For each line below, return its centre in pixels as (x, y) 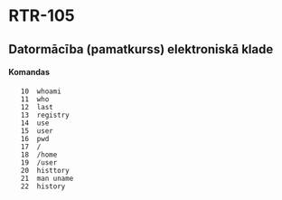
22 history (43, 186)
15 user (37, 131)
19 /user (39, 162)
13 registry (45, 115)
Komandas (29, 72)
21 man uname (47, 178)
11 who (35, 99)
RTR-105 (42, 16)
